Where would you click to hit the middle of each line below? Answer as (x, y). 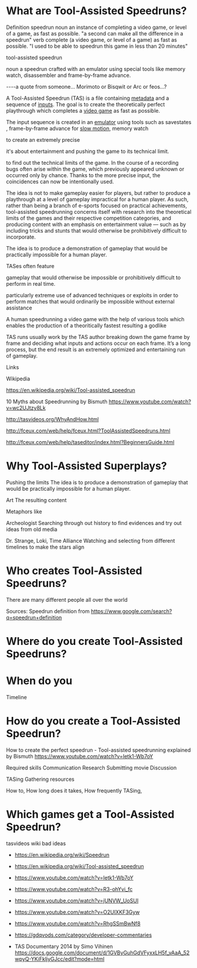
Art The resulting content (36, 500)
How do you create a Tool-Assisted (93, 721)
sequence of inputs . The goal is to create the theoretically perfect (86, 104)
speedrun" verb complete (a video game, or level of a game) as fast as (92, 40)
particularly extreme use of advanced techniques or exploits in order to (92, 295)
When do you (39, 681)
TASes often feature (30, 266)
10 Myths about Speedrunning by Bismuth (57, 401)
